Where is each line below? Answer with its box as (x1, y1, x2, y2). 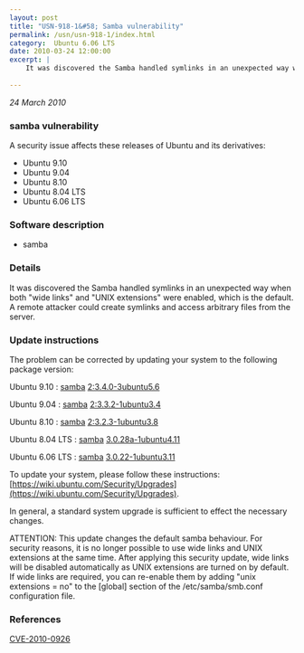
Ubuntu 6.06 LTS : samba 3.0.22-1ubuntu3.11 (9, 451, 176, 462)
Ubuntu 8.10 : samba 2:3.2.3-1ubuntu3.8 (9, 416, 158, 427)
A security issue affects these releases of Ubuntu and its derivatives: (9, 140, 266, 151)
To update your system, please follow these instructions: (9, 468, 220, 479)
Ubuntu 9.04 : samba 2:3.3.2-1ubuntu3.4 (9, 399, 161, 410)
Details (9, 261, 42, 274)
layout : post (9, 13, 59, 23)
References (9, 612, 62, 625)
